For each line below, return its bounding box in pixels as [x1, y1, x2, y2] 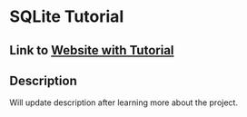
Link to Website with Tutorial [9, 43, 174, 58]
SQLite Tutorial [9, 6, 124, 27]
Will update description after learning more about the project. [9, 97, 239, 108]
